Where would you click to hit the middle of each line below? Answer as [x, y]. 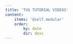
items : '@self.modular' [39, 19]
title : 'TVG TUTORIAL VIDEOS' [37, 10]
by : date [32, 29]
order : [21, 24]
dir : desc [33, 33]
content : [14, 15]
